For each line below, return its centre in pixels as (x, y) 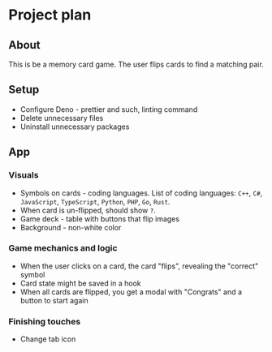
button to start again (54, 300)
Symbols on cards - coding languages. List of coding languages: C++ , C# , (141, 193)
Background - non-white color (71, 227)
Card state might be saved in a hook (81, 283)
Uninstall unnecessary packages (75, 127)
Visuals (24, 175)
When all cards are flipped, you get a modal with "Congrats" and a (131, 292)
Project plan (50, 15)
